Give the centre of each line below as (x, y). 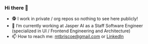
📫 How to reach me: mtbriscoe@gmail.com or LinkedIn (68, 37)
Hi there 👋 (17, 8)
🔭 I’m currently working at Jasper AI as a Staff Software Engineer (77, 26)
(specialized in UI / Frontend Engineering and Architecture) (71, 31)
